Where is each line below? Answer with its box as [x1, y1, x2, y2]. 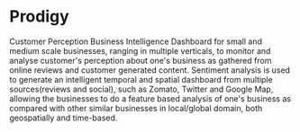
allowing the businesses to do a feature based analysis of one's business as [9, 92, 291, 104]
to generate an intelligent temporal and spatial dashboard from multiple [9, 74, 273, 84]
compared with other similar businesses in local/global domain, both [9, 102, 263, 113]
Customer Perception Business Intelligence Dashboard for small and [9, 36, 263, 47]
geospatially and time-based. [9, 112, 118, 123]
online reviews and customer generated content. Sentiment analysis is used [9, 65, 291, 75]
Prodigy [9, 6, 69, 27]
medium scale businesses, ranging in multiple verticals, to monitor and [9, 45, 271, 56]
